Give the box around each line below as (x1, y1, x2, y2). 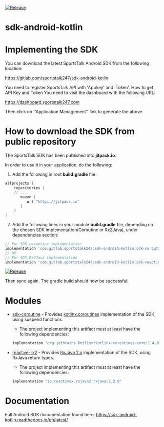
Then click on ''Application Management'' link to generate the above (5, 109, 143, 115)
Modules (5, 295, 41, 306)
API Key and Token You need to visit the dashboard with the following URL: (5, 90, 156, 95)
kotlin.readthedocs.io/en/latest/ (5, 417, 68, 423)
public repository (5, 136, 77, 147)
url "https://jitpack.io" (26, 199, 80, 204)
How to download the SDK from (5, 126, 135, 137)
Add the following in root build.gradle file (12, 171, 96, 177)
